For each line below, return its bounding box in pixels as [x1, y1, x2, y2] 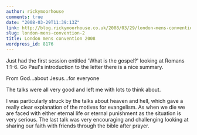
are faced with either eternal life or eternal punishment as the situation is [6, 109, 182, 117]
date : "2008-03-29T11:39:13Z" [6, 19, 80, 25]
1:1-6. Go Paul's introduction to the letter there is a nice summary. [6, 63, 164, 70]
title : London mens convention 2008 [6, 36, 96, 41]
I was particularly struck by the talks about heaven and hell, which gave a [6, 97, 184, 104]
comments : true [6, 14, 43, 20]
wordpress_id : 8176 [6, 41, 54, 47]
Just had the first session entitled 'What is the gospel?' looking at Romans [6, 57, 185, 64]
